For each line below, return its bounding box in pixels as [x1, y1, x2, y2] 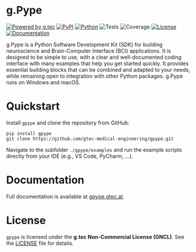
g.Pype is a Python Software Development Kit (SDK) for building [6, 41, 163, 48]
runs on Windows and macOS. [6, 78, 81, 86]
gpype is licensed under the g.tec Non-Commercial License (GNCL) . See [6, 233, 185, 240]
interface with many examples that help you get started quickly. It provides [6, 60, 189, 67]
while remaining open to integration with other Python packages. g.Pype [6, 72, 183, 79]
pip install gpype [6, 130, 52, 136]
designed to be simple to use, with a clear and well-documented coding [6, 53, 182, 60]
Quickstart [6, 100, 61, 113]
